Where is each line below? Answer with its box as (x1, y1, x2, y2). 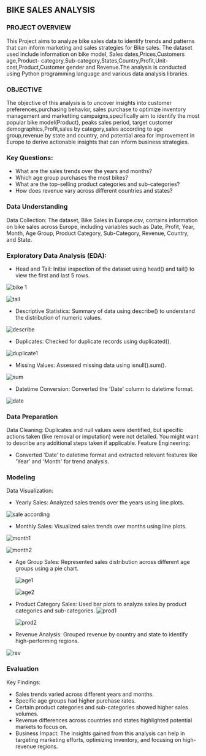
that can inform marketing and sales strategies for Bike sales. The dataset (6, 44, 193, 51)
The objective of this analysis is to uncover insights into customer (6, 99, 172, 106)
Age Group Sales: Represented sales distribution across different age (15, 558, 190, 566)
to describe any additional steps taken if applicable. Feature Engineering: (6, 439, 191, 447)
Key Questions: (6, 153, 53, 162)
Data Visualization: (6, 487, 54, 495)
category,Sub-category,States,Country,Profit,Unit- (40, 56, 169, 64)
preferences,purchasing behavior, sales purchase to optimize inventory (6, 106, 186, 113)
